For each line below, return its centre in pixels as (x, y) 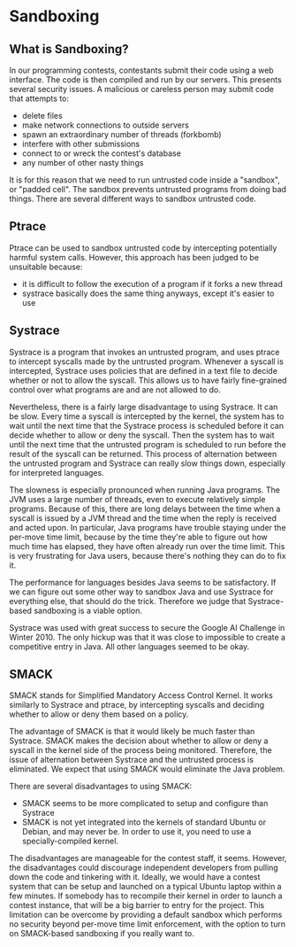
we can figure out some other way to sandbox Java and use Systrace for (141, 592)
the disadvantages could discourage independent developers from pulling (144, 868)
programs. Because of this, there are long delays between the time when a (145, 508)
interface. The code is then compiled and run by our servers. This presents (146, 80)
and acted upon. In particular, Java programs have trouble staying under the (148, 527)
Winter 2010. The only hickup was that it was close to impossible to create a (147, 637)
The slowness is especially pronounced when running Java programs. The (145, 490)
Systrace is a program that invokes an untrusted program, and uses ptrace (144, 352)
